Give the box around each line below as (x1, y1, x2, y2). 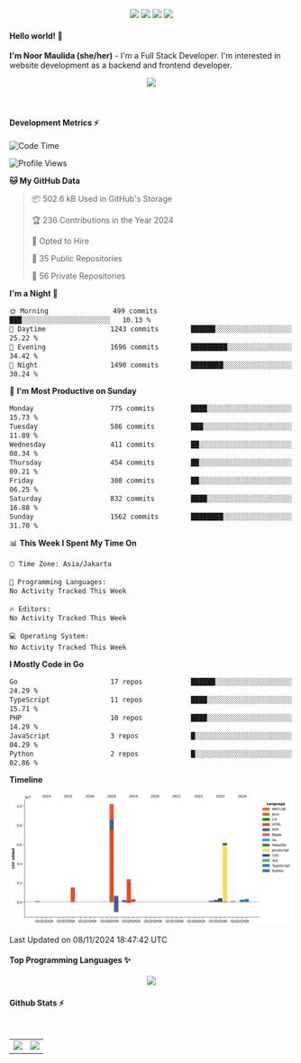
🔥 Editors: (9, 605, 51, 614)
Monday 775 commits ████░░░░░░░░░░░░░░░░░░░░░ (9, 404, 293, 414)
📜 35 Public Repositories (31, 253, 123, 264)
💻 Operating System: (9, 632, 90, 641)
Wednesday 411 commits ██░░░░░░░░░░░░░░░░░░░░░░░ (9, 440, 293, 450)
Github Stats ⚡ (9, 997, 65, 1009)
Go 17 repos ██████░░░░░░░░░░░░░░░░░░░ (9, 677, 293, 687)
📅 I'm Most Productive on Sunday (9, 386, 137, 397)
